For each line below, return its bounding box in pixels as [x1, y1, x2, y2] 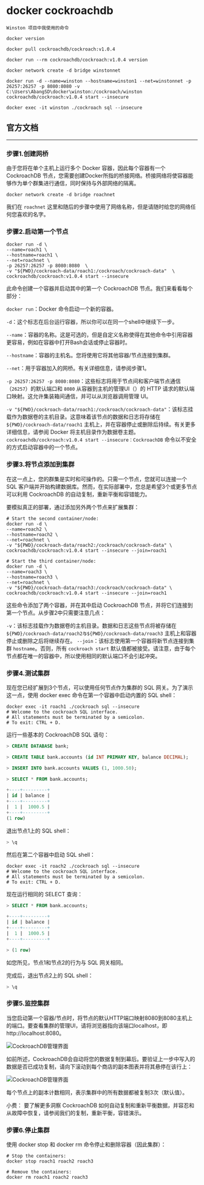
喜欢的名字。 [16, 211, 49, 218]
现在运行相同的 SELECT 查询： [6, 890, 83, 898]
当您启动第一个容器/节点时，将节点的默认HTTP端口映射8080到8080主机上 [6, 1014, 193, 1022]
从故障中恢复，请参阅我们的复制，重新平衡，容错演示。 [6, 1109, 144, 1116]
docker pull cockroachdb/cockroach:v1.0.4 [6, 46, 115, 52]
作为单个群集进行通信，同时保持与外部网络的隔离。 [11, 180, 140, 187]
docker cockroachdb [6, 4, 114, 18]
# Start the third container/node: [6, 558, 97, 564]
